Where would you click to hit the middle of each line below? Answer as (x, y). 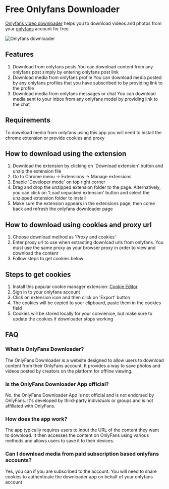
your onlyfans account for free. (38, 28)
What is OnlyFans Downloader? (45, 349)
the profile (23, 88)
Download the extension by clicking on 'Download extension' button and (88, 166)
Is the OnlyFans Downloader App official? (57, 384)
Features (19, 54)
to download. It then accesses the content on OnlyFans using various (77, 435)
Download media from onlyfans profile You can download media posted (87, 77)
